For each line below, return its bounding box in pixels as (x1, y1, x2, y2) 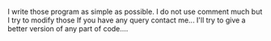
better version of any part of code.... (7, 24, 129, 33)
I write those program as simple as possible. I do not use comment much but (7, 7, 263, 16)
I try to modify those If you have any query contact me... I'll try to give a (7, 15, 246, 25)
